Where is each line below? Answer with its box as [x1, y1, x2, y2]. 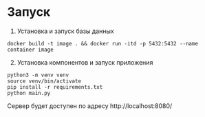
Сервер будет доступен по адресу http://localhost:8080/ [7, 101, 173, 110]
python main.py [7, 89, 51, 96]
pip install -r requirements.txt [7, 83, 103, 90]
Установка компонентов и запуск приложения [17, 58, 153, 66]
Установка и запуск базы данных [17, 27, 115, 35]
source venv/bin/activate [7, 77, 81, 85]
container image [7, 46, 54, 53]
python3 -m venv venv [7, 72, 69, 78]
